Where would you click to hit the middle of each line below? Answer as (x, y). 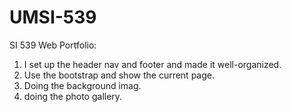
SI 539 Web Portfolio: (53, 45)
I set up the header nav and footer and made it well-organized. (152, 64)
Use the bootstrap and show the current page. (119, 75)
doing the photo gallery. (73, 96)
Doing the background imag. (82, 85)
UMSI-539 (53, 17)
